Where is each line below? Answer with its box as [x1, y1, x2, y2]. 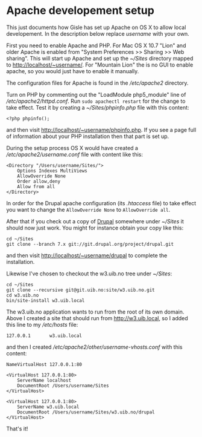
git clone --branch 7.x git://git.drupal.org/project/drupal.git [6, 241, 174, 247]
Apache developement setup [6, 4, 155, 18]
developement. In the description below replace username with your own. [6, 30, 190, 37]
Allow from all [17, 183, 55, 189]
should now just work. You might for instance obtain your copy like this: [6, 224, 184, 231]
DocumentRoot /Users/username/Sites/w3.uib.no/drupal [17, 409, 155, 415]
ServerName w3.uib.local [17, 404, 80, 410]
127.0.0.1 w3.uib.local [6, 332, 83, 339]
